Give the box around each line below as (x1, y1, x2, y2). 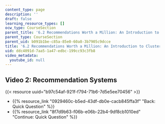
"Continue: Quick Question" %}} (12, 114, 78, 120)
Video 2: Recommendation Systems (5, 76, 117, 84)
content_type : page (5, 7, 45, 12)
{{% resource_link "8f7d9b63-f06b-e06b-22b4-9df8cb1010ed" (12, 109, 141, 115)
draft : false (5, 16, 32, 21)
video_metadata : (5, 53, 38, 58)
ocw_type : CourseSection (5, 26, 56, 31)
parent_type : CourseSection (5, 35, 63, 40)
